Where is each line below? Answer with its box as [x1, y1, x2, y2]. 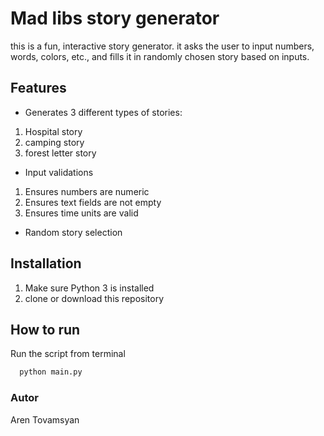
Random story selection [24, 226, 123, 238]
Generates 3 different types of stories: [24, 106, 183, 118]
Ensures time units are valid [24, 207, 139, 219]
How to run [10, 321, 81, 338]
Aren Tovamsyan [10, 413, 80, 426]
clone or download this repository [24, 292, 165, 304]
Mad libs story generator [10, 7, 220, 30]
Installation [10, 255, 82, 272]
